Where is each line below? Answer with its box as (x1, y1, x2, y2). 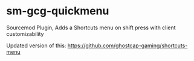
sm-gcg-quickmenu (6, 4, 109, 18)
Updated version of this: (6, 42, 66, 49)
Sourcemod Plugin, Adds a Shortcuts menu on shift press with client (6, 24, 176, 31)
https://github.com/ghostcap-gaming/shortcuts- (67, 42, 188, 49)
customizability (6, 30, 44, 37)
